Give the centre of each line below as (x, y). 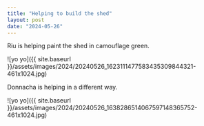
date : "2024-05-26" (35, 26)
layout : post (26, 20)
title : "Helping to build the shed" (60, 13)
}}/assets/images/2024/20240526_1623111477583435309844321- (102, 67)
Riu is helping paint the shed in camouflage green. (78, 46)
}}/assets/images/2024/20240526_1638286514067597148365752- (102, 108)
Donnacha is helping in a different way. (62, 87)
